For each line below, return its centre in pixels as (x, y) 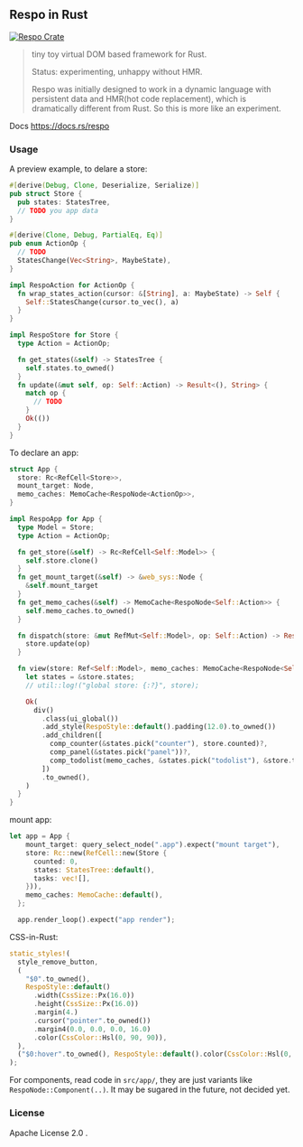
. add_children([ (72, 735)
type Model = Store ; (56, 527)
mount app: (31, 820)
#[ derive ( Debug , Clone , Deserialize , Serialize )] (105, 186)
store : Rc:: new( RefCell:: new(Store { (96, 853)
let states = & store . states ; (80, 677)
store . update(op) (58, 644)
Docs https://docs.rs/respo (60, 126)
